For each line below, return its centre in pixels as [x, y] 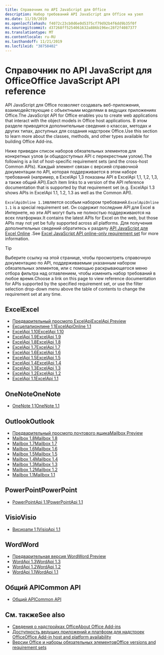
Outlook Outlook [30, 421]
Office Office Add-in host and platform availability [62, 637]
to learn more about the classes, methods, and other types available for [77, 136]
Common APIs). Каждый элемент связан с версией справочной [71, 166]
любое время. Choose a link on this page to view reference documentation [81, 278]
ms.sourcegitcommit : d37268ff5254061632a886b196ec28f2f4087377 [71, 28]
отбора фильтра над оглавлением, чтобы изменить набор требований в [80, 273]
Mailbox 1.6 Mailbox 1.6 [35, 449]
